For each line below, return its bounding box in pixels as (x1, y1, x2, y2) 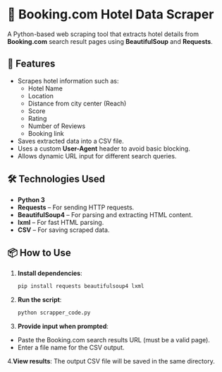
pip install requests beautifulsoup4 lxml (17, 283, 144, 290)
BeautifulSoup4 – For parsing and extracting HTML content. (17, 210, 193, 219)
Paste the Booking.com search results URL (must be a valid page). (17, 336, 210, 344)
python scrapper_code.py (17, 309, 91, 317)
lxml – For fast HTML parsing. (17, 218, 104, 226)
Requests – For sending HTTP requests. (17, 203, 135, 211)
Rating (27, 114, 47, 122)
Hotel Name (27, 84, 63, 93)
